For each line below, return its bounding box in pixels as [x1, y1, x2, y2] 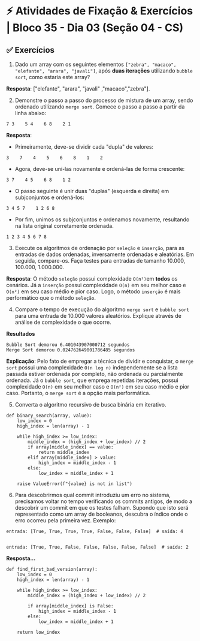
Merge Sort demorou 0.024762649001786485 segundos [6, 347, 135, 353]
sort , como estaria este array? [14, 74, 90, 80]
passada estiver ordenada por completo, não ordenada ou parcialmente [6, 371, 183, 377]
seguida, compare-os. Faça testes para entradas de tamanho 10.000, [14, 257, 186, 264]
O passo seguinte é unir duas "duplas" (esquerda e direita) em [14, 188, 169, 194]
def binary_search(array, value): [6, 413, 93, 419]
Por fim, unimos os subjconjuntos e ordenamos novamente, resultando [14, 216, 190, 223]
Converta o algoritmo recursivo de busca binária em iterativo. [14, 401, 166, 408]
